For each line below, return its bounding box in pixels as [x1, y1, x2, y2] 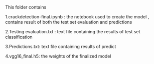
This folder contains [5, 4, 47, 10]
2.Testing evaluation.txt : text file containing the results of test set [5, 29, 140, 34]
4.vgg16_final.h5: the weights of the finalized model [5, 53, 111, 59]
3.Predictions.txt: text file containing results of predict [5, 44, 116, 49]
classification [5, 34, 33, 40]
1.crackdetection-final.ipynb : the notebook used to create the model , [5, 14, 149, 19]
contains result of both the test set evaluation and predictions [5, 19, 132, 25]
